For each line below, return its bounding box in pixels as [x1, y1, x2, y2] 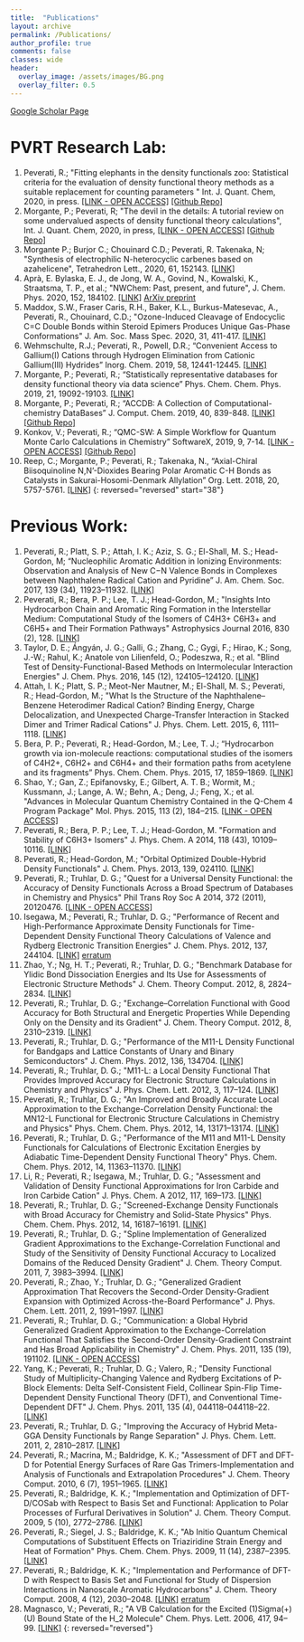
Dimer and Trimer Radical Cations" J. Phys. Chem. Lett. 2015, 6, [23, 718, 260, 729]
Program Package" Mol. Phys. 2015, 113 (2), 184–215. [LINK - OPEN [23, 805, 272, 816]
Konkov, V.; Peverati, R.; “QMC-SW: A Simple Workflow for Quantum [23, 426, 277, 437]
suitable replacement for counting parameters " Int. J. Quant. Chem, [23, 186, 276, 197]
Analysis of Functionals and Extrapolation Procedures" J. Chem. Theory [23, 1468, 290, 1479]
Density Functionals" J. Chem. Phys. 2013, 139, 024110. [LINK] [23, 863, 255, 874]
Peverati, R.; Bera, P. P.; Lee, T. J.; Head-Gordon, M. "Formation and [23, 824, 277, 835]
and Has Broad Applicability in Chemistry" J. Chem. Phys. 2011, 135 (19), [23, 1343, 292, 1354]
